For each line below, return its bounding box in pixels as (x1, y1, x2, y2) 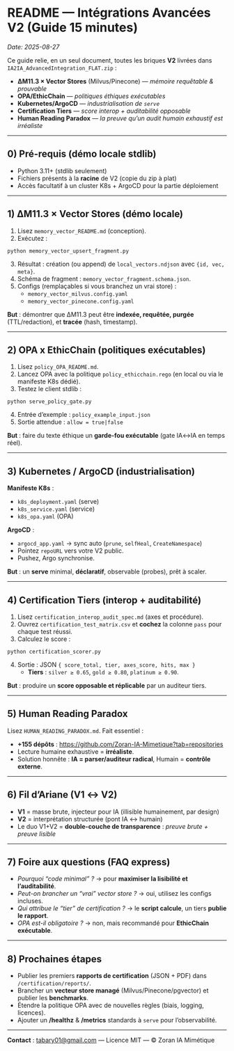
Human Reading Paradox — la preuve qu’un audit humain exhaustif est (17, 113, 224, 123)
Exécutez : (17, 234, 48, 242)
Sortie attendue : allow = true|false (17, 418, 123, 426)
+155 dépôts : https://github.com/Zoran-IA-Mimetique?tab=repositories (17, 740, 224, 748)
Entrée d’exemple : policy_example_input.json (17, 411, 151, 419)
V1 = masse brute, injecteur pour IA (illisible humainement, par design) (17, 807, 219, 816)
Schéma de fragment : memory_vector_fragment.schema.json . (17, 274, 192, 283)
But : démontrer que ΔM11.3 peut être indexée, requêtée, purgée (7, 310, 194, 318)
